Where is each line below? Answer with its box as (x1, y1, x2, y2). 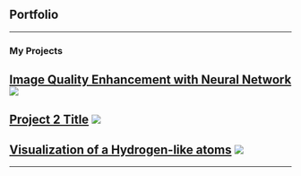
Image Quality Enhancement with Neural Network (9, 72, 292, 88)
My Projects (9, 44, 63, 57)
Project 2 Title (9, 111, 90, 127)
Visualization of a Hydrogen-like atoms (9, 142, 232, 157)
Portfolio (9, 7, 59, 22)
